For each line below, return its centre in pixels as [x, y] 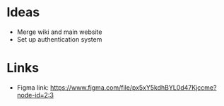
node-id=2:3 [35, 95]
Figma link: [33, 87]
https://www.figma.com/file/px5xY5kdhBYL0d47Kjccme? [133, 87]
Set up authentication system [59, 39]
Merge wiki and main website [59, 32]
